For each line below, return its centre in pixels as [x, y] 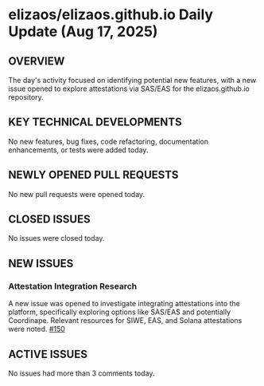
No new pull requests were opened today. [77, 194]
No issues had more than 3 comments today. [82, 373]
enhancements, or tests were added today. [78, 150]
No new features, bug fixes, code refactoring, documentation [109, 141]
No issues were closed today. [56, 238]
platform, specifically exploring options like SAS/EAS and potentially [120, 312]
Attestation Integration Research [73, 286]
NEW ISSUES [41, 264]
